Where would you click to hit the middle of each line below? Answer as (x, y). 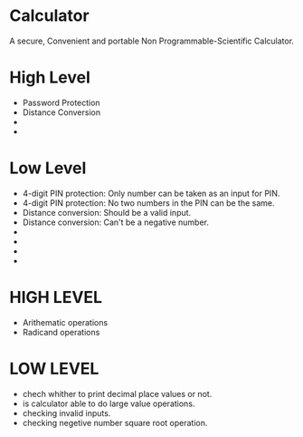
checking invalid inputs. (66, 413)
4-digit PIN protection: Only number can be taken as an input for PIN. (151, 193)
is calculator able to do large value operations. (109, 403)
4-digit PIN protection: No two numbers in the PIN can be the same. (148, 203)
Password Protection (62, 102)
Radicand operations (61, 332)
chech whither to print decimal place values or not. (117, 393)
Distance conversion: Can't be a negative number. (116, 222)
